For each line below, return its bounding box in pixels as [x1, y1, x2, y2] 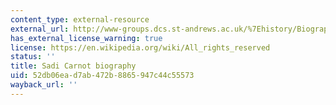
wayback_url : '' [10, 80, 78, 90]
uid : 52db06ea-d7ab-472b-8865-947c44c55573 [10, 71, 195, 81]
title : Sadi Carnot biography [10, 61, 137, 71]
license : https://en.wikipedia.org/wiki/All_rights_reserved [10, 42, 271, 53]
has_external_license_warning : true [10, 33, 163, 43]
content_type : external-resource [10, 14, 150, 25]
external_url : [10, 24, 70, 34]
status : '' [10, 52, 56, 62]
